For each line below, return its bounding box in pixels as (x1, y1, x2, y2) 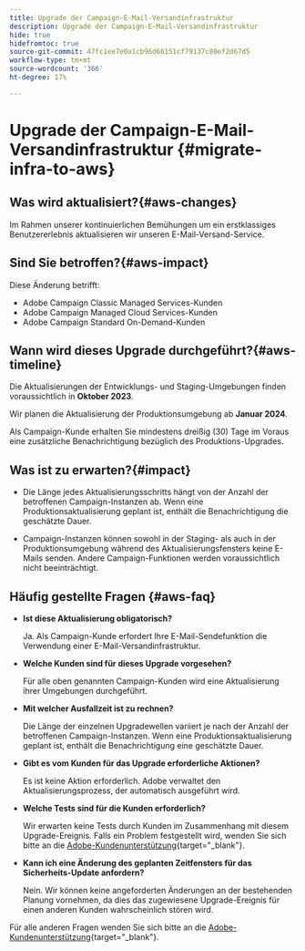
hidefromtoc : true (9, 38, 79, 48)
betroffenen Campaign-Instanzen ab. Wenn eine (22, 496, 204, 507)
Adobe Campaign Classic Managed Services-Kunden (22, 297, 223, 308)
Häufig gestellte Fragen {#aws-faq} (9, 589, 217, 605)
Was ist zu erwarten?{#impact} (9, 462, 191, 478)
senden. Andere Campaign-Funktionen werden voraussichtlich (45, 553, 280, 563)
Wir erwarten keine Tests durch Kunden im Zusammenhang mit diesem (22, 821, 290, 831)
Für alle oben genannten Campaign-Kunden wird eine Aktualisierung (22, 676, 280, 687)
